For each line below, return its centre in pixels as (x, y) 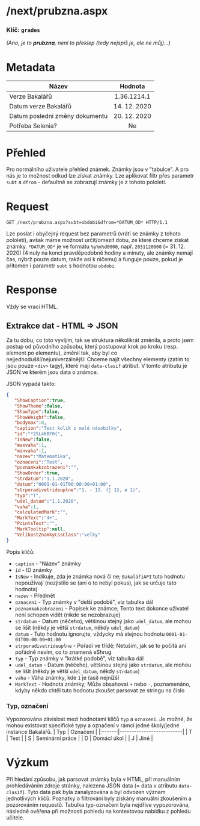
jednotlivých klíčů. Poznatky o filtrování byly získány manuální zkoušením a (99, 798)
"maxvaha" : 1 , (30, 445)
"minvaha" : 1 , (30, 451)
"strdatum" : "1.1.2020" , (44, 479)
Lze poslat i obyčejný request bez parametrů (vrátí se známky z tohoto (94, 234)
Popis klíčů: (20, 551)
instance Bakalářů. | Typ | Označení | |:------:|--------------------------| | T (99, 731)
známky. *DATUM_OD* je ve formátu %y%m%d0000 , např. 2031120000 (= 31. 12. (96, 247)
